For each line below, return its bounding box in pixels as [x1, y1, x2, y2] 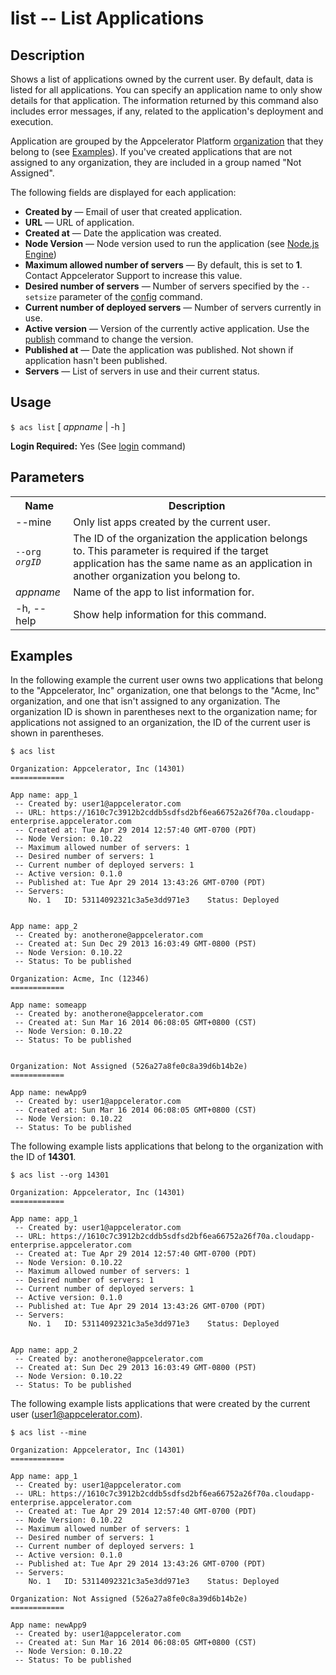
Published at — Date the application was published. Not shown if [24, 344, 294, 356]
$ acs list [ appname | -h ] [10, 420, 126, 432]
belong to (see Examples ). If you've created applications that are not [10, 146, 293, 157]
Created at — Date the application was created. [24, 227, 222, 239]
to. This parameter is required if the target [73, 543, 269, 557]
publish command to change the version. [24, 333, 194, 345]
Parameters [10, 469, 85, 486]
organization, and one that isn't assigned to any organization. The [10, 695, 281, 707]
